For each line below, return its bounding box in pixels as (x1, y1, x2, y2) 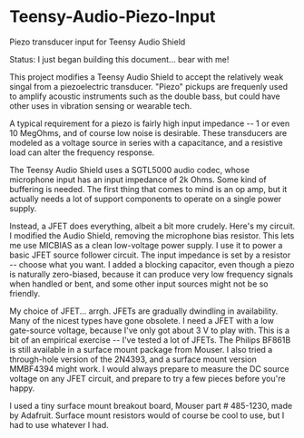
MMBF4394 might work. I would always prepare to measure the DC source (9, 363, 289, 374)
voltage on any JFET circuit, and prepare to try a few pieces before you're (9, 373, 286, 384)
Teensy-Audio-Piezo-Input (9, 6, 216, 27)
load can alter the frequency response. (9, 147, 155, 158)
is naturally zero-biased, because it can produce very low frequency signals (9, 268, 293, 279)
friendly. (9, 287, 41, 298)
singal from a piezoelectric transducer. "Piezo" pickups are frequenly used (9, 81, 289, 92)
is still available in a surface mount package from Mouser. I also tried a (9, 344, 273, 355)
